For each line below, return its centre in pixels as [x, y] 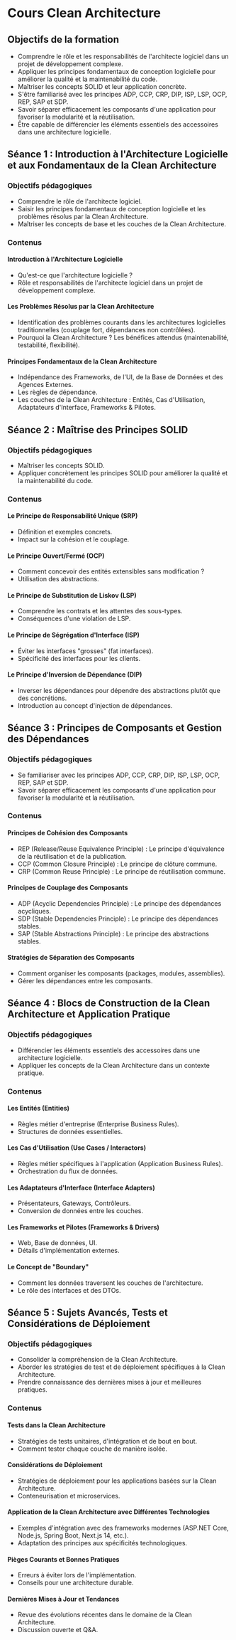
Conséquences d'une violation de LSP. [74, 619]
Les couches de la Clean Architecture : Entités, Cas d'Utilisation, [111, 400]
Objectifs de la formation [63, 39]
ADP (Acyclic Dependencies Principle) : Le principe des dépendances [119, 903]
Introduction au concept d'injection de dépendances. [95, 705]
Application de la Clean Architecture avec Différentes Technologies [109, 1512]
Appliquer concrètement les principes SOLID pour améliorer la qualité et [123, 473]
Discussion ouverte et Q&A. [58, 1630]
